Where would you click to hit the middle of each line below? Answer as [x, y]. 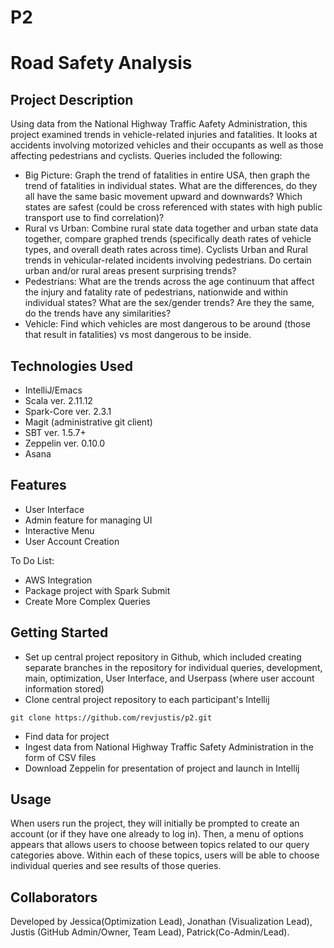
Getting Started [59, 632]
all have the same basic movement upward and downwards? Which [163, 197]
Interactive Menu [59, 530]
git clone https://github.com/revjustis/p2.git [111, 717]
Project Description [72, 99]
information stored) [64, 688]
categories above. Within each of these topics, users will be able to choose [165, 855]
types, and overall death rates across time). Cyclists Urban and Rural [166, 250]
